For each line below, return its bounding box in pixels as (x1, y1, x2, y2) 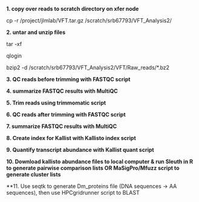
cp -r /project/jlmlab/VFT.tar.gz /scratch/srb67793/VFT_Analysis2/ (6, 17, 172, 24)
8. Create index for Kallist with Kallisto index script (6, 135, 136, 141)
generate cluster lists (6, 171, 61, 178)
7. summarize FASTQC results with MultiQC (6, 123, 117, 130)
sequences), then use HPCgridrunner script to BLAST (6, 189, 140, 196)
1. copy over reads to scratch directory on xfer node (6, 5, 139, 12)
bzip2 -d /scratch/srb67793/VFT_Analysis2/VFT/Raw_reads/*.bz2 (6, 64, 170, 71)
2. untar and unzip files (6, 29, 65, 36)
